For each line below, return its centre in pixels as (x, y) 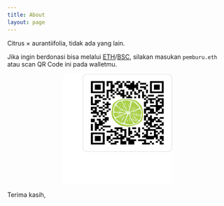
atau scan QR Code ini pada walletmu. (62, 64)
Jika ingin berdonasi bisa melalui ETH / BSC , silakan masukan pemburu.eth (112, 57)
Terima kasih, (27, 194)
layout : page (26, 22)
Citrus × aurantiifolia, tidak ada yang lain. (66, 43)
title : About (26, 15)
